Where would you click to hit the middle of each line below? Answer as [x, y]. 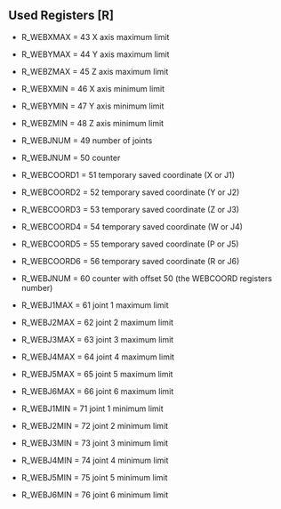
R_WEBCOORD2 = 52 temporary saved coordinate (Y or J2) [130, 192]
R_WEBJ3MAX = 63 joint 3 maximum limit [97, 339]
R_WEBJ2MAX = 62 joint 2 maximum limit [97, 322]
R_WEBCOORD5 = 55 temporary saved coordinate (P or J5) [130, 244]
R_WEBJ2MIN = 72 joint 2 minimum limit [95, 425]
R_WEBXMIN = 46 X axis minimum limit [93, 88]
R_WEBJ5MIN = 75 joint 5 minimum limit [94, 477]
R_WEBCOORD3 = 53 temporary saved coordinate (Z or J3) [130, 209]
